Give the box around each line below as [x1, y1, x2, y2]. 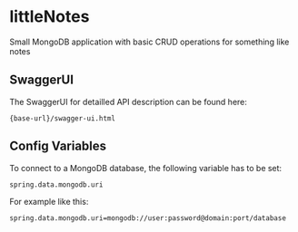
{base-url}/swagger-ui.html [9, 113, 116, 123]
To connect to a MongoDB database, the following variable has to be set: [9, 162, 283, 173]
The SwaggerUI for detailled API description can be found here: [9, 96, 248, 107]
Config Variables [9, 139, 107, 154]
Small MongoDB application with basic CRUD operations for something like [9, 36, 290, 47]
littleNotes [9, 6, 90, 27]
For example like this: [9, 196, 89, 207]
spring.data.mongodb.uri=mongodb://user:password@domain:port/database [9, 213, 286, 223]
